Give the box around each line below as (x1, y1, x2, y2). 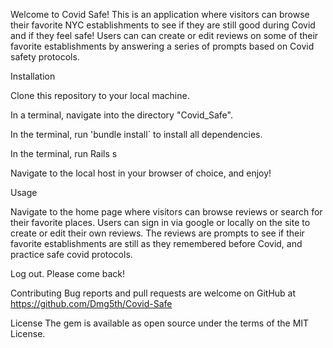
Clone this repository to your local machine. (10, 90, 190, 101)
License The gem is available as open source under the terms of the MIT (10, 317, 310, 329)
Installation (10, 70, 56, 82)
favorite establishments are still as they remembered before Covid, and (10, 238, 303, 249)
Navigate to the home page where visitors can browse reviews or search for (10, 206, 323, 218)
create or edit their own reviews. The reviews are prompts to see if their (10, 227, 305, 239)
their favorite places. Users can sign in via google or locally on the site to (10, 217, 311, 228)
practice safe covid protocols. (10, 249, 133, 260)
